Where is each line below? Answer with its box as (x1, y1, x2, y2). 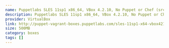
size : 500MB (5, 26, 30, 31)
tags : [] (5, 35, 24, 40)
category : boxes (5, 30, 39, 35)
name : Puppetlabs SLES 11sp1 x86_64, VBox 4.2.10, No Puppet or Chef (5, 7, 154, 12)
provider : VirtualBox (5, 16, 51, 21)
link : (5, 21, 17, 26)
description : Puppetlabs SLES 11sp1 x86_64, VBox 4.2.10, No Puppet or (5, 12, 158, 17)
